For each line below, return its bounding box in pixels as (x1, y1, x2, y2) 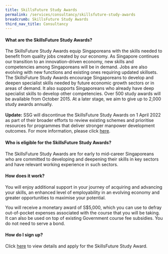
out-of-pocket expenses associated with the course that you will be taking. (5, 209, 160, 216)
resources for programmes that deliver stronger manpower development (5, 122, 155, 129)
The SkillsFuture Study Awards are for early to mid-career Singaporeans (5, 151, 154, 157)
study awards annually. (5, 101, 53, 107)
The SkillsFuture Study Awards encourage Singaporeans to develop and (5, 75, 154, 81)
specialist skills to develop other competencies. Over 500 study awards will (5, 91, 161, 97)
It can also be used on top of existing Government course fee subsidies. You (5, 215, 163, 221)
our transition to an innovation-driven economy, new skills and (5, 59, 134, 65)
